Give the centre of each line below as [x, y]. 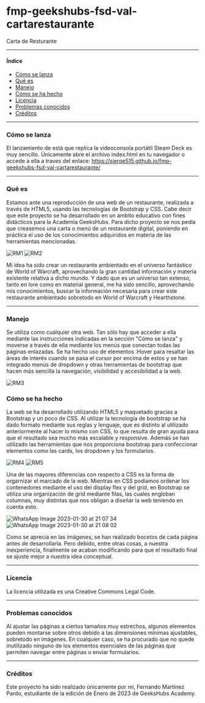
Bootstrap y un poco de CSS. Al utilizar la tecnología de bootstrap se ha [96, 419]
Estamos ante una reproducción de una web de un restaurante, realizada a [100, 202]
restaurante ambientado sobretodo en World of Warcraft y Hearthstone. [96, 297]
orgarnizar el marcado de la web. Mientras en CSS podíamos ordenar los [98, 481]
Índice [14, 61]
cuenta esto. [22, 507]
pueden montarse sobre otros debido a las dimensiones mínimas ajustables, [102, 632]
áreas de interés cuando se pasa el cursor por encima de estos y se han [97, 358]
